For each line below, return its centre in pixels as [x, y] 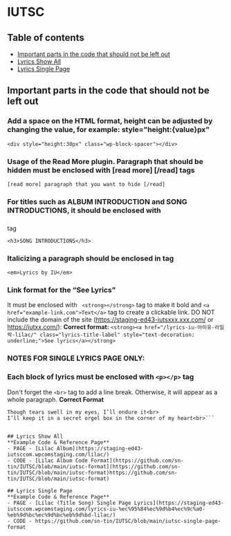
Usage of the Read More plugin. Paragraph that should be [105, 161]
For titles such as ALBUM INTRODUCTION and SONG [97, 201]
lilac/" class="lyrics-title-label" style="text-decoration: [105, 335]
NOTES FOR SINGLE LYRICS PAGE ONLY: [76, 358]
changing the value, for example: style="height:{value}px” [108, 130]
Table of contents [46, 38]
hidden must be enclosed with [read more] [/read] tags [101, 170]
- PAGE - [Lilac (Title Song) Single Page [69, 503]
